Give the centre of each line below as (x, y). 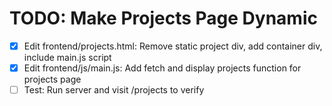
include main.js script (67, 57)
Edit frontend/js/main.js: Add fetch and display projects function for (162, 68)
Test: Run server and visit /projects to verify (114, 90)
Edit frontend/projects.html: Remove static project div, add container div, (173, 46)
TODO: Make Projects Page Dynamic (163, 18)
